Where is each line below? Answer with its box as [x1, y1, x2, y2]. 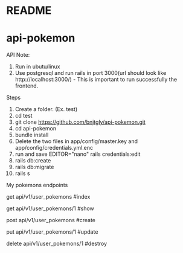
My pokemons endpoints [6, 182, 68, 189]
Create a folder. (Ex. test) [14, 106, 78, 113]
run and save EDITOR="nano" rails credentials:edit [14, 150, 141, 158]
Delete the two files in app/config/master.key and [14, 138, 138, 145]
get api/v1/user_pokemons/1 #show [6, 205, 95, 212]
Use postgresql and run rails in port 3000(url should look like [14, 69, 167, 77]
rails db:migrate [14, 164, 54, 171]
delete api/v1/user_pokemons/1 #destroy [6, 240, 108, 248]
